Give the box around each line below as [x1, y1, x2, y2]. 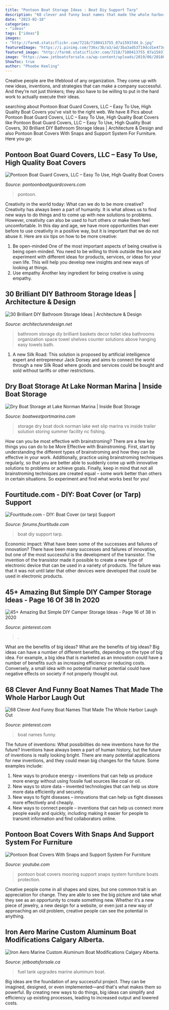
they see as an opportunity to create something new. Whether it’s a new [5, 897, 154, 903]
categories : [5, 21, 30, 27]
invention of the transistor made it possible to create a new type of [5, 557, 143, 563]
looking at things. [12, 264, 49, 270]
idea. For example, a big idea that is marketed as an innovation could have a [5, 655, 162, 661]
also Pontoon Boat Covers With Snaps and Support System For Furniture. [5, 130, 157, 136]
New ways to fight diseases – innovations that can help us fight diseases [12, 794, 163, 800]
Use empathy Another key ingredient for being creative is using [12, 270, 144, 276]
